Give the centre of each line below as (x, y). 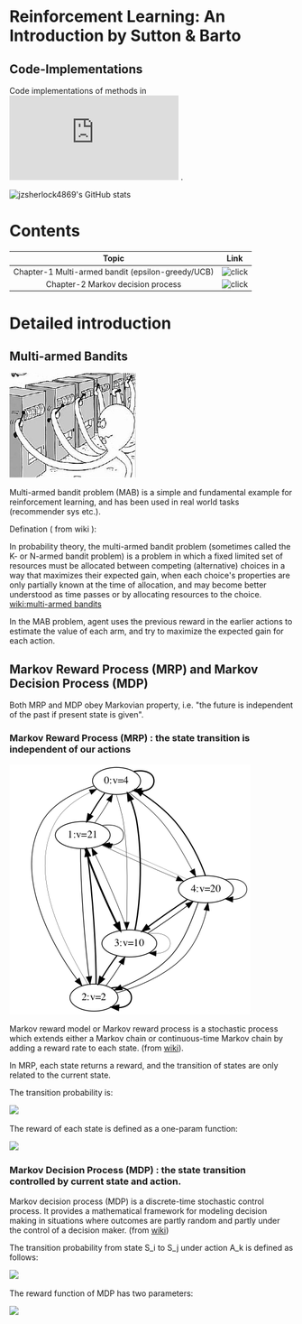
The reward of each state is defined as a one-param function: (124, 1128)
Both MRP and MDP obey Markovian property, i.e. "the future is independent (151, 705)
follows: (24, 1257)
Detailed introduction (90, 323)
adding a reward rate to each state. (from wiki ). (97, 1048)
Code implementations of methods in (78, 91)
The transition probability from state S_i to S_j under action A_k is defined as (151, 1247)
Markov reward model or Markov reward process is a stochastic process (144, 1028)
